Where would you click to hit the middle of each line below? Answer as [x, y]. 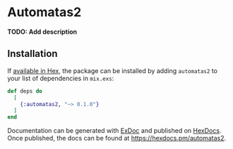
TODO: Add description [42, 32]
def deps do [25, 91]
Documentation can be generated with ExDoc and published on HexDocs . [114, 131]
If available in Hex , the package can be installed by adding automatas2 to [112, 70]
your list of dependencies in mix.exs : [61, 78]
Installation [32, 54]
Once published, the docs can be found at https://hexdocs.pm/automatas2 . [117, 138]
